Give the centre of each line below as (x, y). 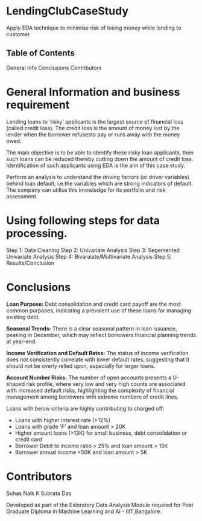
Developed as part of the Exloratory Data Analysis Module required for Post (100, 505)
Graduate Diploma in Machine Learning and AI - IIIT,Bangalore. (84, 511)
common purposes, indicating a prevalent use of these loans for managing (99, 310)
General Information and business (93, 92)
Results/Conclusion (30, 263)
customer (18, 34)
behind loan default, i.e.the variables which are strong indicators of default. (99, 183)
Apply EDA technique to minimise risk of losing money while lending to (94, 28)
